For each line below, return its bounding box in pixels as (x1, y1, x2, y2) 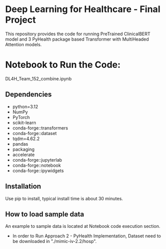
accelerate (12, 152, 35, 158)
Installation (5, 182, 41, 191)
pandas (12, 141, 29, 147)
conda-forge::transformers (12, 125, 68, 131)
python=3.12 (12, 103, 39, 109)
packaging (12, 146, 35, 152)
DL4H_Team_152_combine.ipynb (5, 75, 72, 81)
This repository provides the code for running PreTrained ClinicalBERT (5, 31, 151, 37)
